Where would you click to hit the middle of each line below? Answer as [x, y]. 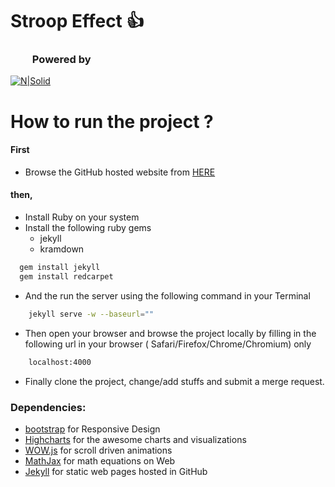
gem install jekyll [60, 268]
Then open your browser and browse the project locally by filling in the [170, 333]
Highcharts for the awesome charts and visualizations [135, 439]
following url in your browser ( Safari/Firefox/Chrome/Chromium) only [168, 344]
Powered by [61, 60]
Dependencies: [48, 407]
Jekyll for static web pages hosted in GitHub [116, 471]
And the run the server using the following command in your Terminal [167, 295]
